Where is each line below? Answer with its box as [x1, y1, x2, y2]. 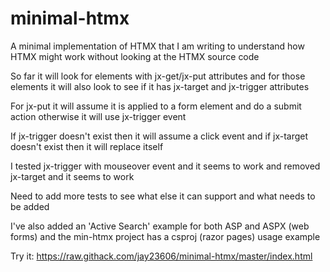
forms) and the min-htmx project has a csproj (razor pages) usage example [10, 230, 321, 242]
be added [10, 200, 50, 212]
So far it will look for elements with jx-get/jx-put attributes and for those [10, 70, 306, 82]
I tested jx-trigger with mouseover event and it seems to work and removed [10, 160, 321, 172]
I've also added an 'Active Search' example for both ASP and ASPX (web [10, 220, 310, 232]
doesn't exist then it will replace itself [10, 140, 164, 152]
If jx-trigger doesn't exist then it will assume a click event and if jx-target [10, 130, 309, 142]
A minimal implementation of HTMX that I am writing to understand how [10, 40, 305, 52]
